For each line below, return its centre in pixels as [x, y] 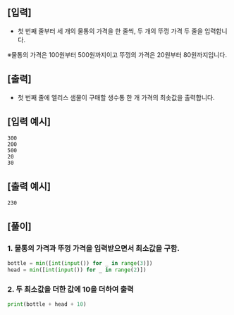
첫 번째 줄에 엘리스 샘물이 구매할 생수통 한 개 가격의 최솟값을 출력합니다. [116, 97]
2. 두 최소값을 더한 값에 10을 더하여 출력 [70, 289]
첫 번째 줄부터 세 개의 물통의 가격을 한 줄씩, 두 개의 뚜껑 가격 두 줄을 [110, 31]
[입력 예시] [29, 122]
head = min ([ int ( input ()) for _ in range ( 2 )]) [77, 270]
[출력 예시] [29, 186]
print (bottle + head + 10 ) [47, 304]
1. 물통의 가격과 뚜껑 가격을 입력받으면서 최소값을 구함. [93, 248]
